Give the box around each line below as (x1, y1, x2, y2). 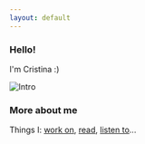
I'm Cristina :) (9, 63, 60, 74)
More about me (9, 103, 78, 116)
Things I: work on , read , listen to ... (9, 124, 137, 136)
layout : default (9, 13, 71, 23)
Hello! (9, 43, 36, 55)
